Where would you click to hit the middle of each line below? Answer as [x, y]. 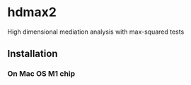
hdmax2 [32, 12]
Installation [33, 54]
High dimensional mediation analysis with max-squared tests [96, 32]
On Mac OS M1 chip [41, 74]
